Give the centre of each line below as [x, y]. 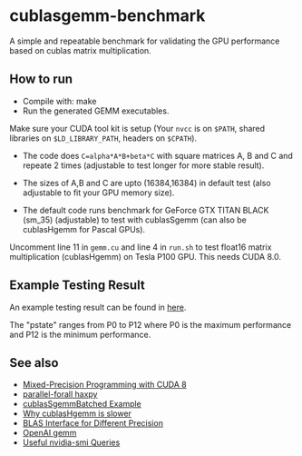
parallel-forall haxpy [60, 394]
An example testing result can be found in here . [98, 307]
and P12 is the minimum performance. [80, 334]
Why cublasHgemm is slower [77, 413]
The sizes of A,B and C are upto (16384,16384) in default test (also [146, 183]
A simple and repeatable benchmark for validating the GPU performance [145, 41]
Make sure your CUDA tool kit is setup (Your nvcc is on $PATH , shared [137, 128]
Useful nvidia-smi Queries [71, 442]
